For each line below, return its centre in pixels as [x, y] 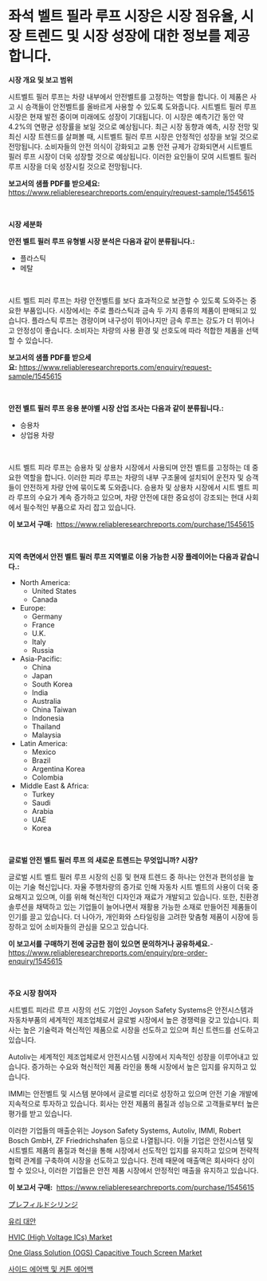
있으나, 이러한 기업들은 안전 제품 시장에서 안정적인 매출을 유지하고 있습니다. [142, 1170]
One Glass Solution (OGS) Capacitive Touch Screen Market [105, 1252]
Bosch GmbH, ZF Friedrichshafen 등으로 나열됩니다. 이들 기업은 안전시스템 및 [131, 1140]
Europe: [33, 607]
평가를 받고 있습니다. [40, 1114]
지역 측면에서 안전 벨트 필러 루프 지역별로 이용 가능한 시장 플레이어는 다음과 [124, 556]
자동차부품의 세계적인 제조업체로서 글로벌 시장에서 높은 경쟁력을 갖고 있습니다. [130, 1020]
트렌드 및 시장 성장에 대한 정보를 [123, 36]
